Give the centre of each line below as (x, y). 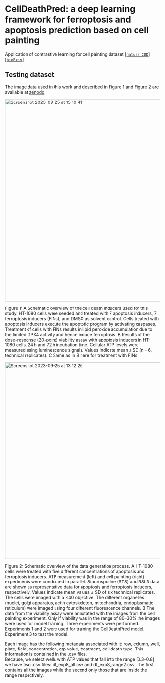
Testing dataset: (31, 75)
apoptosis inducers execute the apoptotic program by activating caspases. (81, 324)
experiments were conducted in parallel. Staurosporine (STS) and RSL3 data (82, 581)
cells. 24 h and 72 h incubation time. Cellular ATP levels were (77, 345)
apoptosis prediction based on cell (77, 30)
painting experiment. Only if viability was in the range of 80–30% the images (82, 618)
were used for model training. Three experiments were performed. (72, 623)
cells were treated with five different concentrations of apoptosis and (75, 571)
